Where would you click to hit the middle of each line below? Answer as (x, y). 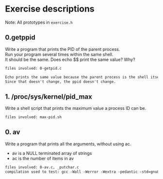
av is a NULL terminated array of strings (52, 153)
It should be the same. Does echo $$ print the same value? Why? (70, 60)
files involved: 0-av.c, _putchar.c (42, 167)
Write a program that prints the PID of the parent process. (63, 49)
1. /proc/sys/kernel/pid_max (49, 97)
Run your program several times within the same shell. (59, 54)
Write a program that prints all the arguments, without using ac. (68, 144)
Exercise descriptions (50, 9)
